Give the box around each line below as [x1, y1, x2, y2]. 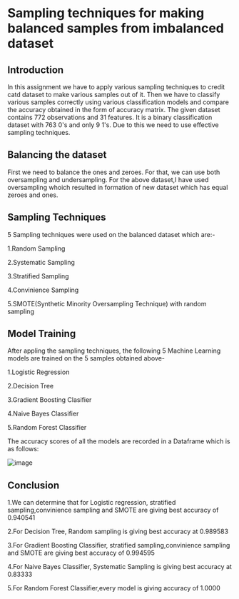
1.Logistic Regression [7, 368, 70, 376]
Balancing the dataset [7, 149, 107, 161]
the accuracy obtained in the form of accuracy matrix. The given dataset [7, 106, 220, 114]
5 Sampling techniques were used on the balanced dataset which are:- [7, 230, 215, 238]
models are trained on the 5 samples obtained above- [7, 354, 166, 363]
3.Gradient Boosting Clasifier [7, 396, 92, 404]
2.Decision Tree [7, 382, 54, 391]
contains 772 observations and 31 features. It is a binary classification [7, 113, 213, 121]
